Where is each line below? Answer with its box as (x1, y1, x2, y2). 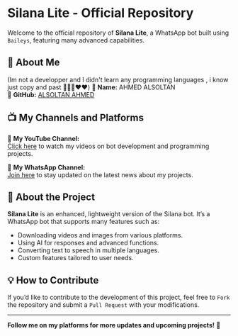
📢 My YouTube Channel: (7, 134, 80, 142)
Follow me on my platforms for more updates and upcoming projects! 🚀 (7, 321, 221, 330)
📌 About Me (7, 57, 60, 69)
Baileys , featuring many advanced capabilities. (7, 35, 145, 44)
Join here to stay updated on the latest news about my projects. (7, 170, 193, 179)
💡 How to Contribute (7, 274, 99, 286)
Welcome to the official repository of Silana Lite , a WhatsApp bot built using (7, 28, 229, 37)
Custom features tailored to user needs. (17, 254, 134, 262)
